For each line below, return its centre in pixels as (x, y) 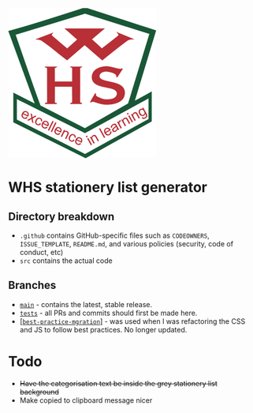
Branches (32, 285)
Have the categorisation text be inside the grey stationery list (119, 383)
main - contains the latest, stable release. (86, 304)
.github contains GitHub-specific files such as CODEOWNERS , (115, 235)
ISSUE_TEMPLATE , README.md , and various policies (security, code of (126, 244)
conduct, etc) (41, 252)
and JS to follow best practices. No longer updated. (103, 329)
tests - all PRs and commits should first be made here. (108, 313)
